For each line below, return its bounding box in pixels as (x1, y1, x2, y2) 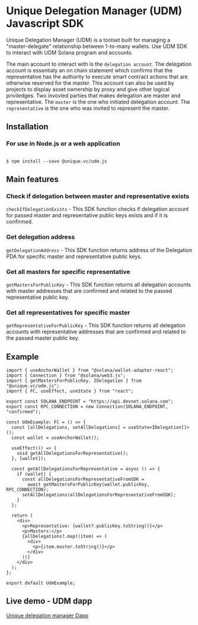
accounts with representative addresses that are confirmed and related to (6, 328, 186, 336)
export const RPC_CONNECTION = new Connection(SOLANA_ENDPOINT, (6, 404, 168, 410)
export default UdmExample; (6, 580, 76, 586)
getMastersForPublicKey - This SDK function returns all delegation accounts (6, 280, 191, 288)
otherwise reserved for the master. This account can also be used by (6, 79, 175, 87)
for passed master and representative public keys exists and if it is (6, 212, 168, 219)
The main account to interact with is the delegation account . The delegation (6, 60, 192, 68)
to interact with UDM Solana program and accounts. (6, 49, 133, 56)
